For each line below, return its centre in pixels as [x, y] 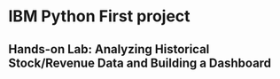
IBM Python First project [100, 16]
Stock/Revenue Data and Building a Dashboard [140, 63]
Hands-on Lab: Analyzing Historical [109, 49]
